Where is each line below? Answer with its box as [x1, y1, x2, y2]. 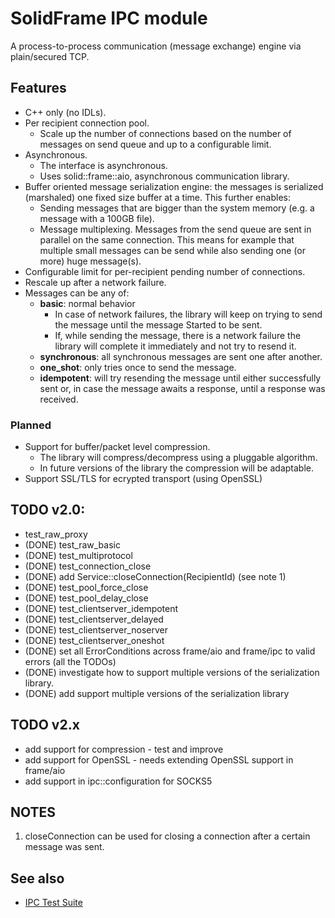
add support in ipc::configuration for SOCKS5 [24, 775, 213, 787]
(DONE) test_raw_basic [24, 538, 121, 551]
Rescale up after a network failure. [24, 276, 167, 288]
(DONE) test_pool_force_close [24, 581, 149, 593]
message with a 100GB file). [39, 212, 155, 224]
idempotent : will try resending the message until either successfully [39, 372, 322, 384]
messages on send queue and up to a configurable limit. [39, 138, 272, 150]
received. [39, 393, 79, 405]
